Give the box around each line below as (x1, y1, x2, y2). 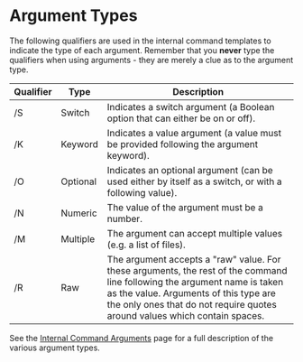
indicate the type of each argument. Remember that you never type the (9, 44, 275, 55)
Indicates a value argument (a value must (106, 126, 282, 139)
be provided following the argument (106, 137, 259, 150)
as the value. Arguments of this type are (106, 286, 277, 299)
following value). (106, 186, 178, 199)
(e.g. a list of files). (106, 238, 187, 251)
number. (106, 212, 142, 225)
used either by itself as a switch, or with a (106, 175, 282, 188)
